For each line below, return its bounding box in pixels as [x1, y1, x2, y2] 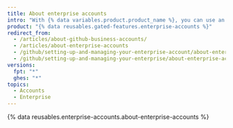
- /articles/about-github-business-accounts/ [13, 36, 148, 43]
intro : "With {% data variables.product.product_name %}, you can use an [7, 17, 225, 24]
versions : [7, 62, 36, 68]
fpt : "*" [13, 68, 39, 75]
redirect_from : [7, 29, 51, 37]
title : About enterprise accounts [7, 10, 107, 17]
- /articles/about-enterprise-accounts [13, 42, 129, 49]
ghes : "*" [13, 74, 42, 82]
